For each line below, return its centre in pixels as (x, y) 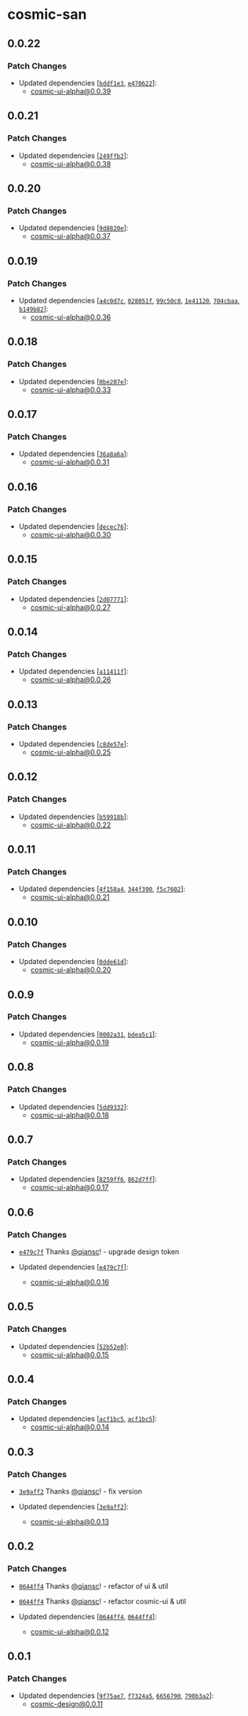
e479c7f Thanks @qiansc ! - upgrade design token (99, 1252)
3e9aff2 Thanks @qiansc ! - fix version (80, 1491)
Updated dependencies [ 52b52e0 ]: (73, 1346)
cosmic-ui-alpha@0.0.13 (69, 1521)
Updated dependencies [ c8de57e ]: (73, 744)
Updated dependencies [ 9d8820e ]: (73, 228)
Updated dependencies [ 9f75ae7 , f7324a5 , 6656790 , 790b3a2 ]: (116, 1696)
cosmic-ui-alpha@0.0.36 (71, 317)
